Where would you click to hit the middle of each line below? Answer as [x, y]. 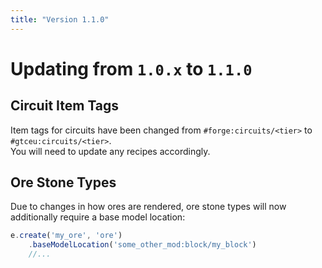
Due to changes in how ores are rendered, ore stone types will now [148, 207]
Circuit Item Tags [65, 106]
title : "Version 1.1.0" [60, 19]
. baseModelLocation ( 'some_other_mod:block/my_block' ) [142, 245]
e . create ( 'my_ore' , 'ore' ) [66, 236]
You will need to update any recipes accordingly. [110, 151]
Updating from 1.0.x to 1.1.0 [131, 68]
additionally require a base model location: [98, 217]
